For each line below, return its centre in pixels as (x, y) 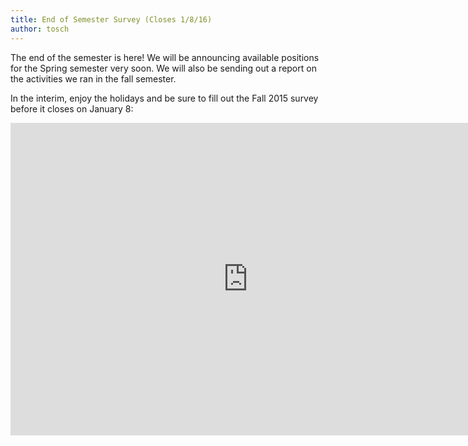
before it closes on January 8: (72, 108)
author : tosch (40, 29)
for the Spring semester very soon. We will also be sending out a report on (163, 68)
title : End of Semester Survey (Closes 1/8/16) (111, 19)
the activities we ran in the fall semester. (93, 78)
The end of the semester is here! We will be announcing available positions (165, 57)
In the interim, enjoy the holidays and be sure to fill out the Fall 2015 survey (164, 98)
